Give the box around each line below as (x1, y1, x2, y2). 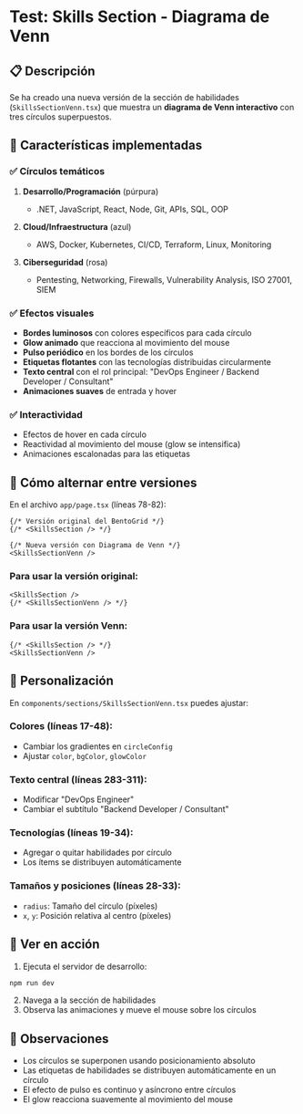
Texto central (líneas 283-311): (9, 773, 147, 786)
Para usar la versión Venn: (9, 619, 128, 632)
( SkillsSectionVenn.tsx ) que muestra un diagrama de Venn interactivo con (9, 102, 295, 112)
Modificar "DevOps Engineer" (22, 794, 135, 805)
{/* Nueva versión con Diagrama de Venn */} (9, 541, 181, 550)
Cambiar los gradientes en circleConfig (22, 741, 173, 752)
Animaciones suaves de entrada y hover (22, 385, 177, 396)
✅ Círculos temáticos (9, 165, 106, 178)
